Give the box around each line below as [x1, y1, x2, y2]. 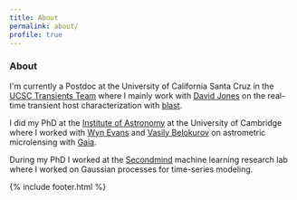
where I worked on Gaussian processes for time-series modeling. [9, 164, 254, 175]
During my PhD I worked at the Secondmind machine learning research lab [9, 154, 288, 165]
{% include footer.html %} [9, 181, 107, 192]
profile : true [9, 30, 63, 39]
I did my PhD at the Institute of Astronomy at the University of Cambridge [9, 117, 283, 128]
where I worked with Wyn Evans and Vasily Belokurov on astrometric [9, 127, 266, 138]
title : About [9, 13, 59, 23]
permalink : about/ [9, 22, 79, 31]
